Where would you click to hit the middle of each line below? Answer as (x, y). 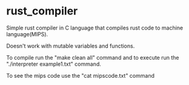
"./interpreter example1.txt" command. (54, 64)
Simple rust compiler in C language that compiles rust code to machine (95, 28)
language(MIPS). (27, 34)
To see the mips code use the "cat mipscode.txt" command (80, 75)
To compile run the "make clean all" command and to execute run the (93, 57)
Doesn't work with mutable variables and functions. (71, 46)
